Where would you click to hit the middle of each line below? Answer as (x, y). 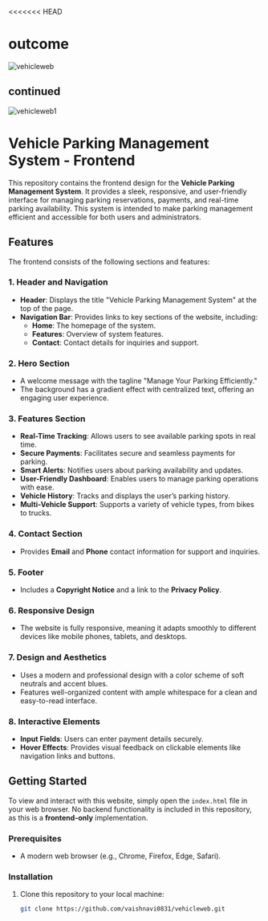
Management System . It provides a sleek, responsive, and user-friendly (128, 191)
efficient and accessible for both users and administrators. (105, 217)
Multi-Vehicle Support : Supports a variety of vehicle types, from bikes (137, 505)
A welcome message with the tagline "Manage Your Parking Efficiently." (138, 381)
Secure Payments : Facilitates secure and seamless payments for (128, 453)
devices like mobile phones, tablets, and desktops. (104, 637)
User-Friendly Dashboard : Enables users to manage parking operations (139, 479)
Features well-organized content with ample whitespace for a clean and (138, 692)
